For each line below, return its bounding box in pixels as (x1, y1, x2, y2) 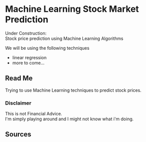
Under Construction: (5, 30, 47, 36)
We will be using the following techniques (5, 45, 90, 51)
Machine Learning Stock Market (5, 3, 139, 15)
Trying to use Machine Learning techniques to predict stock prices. (5, 87, 142, 93)
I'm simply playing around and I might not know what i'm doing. (5, 116, 134, 122)
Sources (5, 130, 32, 139)
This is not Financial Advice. (5, 111, 63, 117)
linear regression (12, 54, 47, 60)
